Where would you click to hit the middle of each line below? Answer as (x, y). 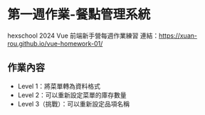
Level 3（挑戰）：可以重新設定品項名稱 (74, 104)
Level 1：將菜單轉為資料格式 (59, 86)
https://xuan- (178, 35)
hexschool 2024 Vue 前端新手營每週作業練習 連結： (83, 35)
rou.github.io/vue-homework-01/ (55, 43)
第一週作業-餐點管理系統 (79, 15)
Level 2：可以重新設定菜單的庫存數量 (72, 95)
